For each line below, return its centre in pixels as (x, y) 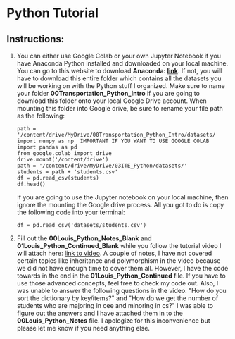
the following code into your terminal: (71, 212)
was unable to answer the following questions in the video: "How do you (121, 291)
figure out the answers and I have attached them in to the (100, 313)
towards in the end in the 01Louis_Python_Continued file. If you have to (121, 276)
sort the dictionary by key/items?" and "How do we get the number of (118, 298)
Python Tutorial (53, 13)
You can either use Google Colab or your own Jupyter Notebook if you (119, 56)
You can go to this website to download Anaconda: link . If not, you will (119, 71)
